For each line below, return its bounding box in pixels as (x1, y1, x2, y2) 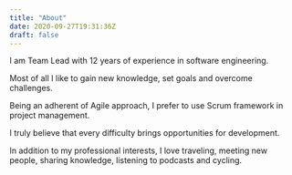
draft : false (9, 30, 59, 39)
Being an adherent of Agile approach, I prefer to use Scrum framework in (9, 100, 284, 111)
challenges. (9, 83, 53, 94)
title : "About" (9, 13, 68, 23)
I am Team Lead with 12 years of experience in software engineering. (9, 56, 269, 67)
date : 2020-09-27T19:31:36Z (9, 22, 117, 31)
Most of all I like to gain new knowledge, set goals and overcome (9, 73, 253, 84)
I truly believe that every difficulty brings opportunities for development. (9, 128, 280, 139)
